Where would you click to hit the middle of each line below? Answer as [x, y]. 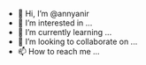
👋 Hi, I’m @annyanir [54, 14]
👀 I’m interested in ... [55, 23]
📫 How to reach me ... [58, 51]
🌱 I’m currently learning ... [65, 32]
